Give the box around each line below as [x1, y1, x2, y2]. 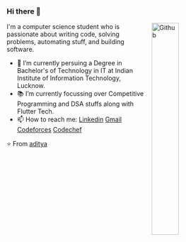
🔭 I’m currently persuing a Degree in [16, 59, 122, 67]
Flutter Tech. [16, 107, 54, 116]
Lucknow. [16, 82, 45, 90]
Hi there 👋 [6, 6, 42, 16]
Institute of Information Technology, [16, 74, 122, 82]
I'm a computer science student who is [6, 23, 120, 31]
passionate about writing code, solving [6, 30, 120, 38]
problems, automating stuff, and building [6, 38, 124, 46]
